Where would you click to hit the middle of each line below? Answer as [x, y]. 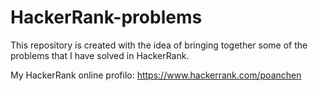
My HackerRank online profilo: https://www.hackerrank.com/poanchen [156, 75]
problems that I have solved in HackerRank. [100, 55]
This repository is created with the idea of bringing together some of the [159, 45]
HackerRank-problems [106, 17]
